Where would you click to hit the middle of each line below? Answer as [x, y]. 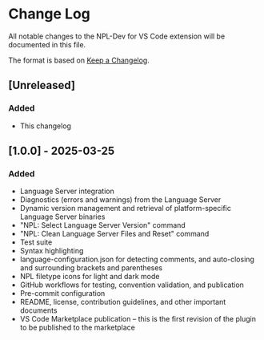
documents [38, 310]
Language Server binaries [62, 217]
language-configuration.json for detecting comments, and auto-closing [137, 259]
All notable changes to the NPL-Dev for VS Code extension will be [117, 36]
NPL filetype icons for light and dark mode [90, 277]
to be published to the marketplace [78, 328]
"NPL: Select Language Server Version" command [102, 225]
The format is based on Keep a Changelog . [79, 60]
